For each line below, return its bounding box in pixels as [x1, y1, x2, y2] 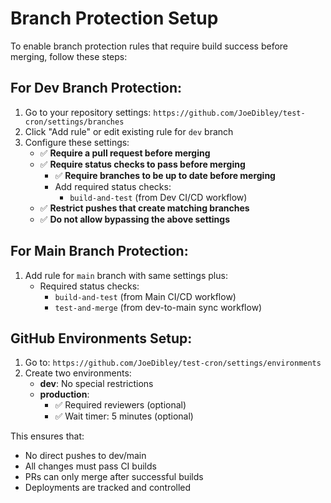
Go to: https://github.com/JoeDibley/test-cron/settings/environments [24, 357, 322, 369]
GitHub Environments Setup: [10, 330, 193, 347]
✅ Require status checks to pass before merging [39, 158, 246, 170]
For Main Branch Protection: [10, 243, 189, 260]
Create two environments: [24, 367, 132, 379]
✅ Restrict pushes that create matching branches [39, 202, 250, 214]
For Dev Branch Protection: [10, 80, 183, 97]
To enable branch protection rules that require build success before [10, 40, 289, 52]
